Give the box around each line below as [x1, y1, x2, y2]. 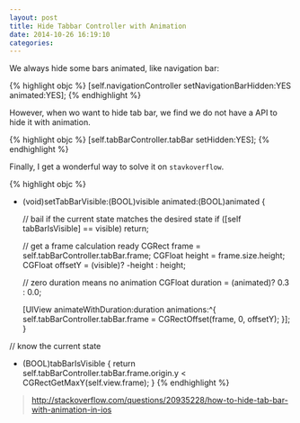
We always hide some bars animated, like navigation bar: [9, 63, 220, 74]
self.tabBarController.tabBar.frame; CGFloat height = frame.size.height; [22, 250, 286, 261]
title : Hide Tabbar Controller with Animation [9, 22, 187, 31]
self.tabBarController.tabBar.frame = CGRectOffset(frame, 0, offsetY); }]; [22, 314, 290, 325]
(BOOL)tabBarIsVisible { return [22, 358, 137, 369]
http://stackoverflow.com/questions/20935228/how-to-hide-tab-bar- [31, 395, 289, 406]
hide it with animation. [9, 117, 92, 128]
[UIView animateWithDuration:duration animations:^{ [22, 304, 217, 315]
